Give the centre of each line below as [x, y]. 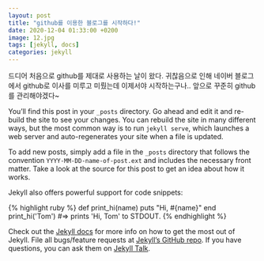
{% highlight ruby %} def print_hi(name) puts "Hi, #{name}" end [112, 208]
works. [19, 177]
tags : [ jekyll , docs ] [44, 45]
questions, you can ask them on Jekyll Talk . [79, 248]
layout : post [30, 15]
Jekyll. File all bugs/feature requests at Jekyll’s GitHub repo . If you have [125, 240]
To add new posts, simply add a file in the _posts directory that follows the [129, 152]
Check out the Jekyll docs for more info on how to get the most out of [122, 231]
